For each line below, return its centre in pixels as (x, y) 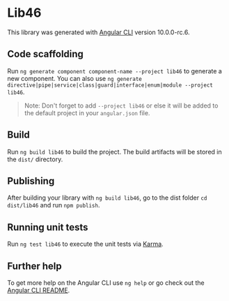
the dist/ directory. (35, 159)
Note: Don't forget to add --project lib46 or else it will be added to (121, 105)
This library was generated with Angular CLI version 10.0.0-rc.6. (98, 32)
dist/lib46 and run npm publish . (54, 205)
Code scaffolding (45, 54)
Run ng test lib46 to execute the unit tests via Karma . (85, 244)
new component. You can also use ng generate (75, 78)
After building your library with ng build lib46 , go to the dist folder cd (107, 198)
